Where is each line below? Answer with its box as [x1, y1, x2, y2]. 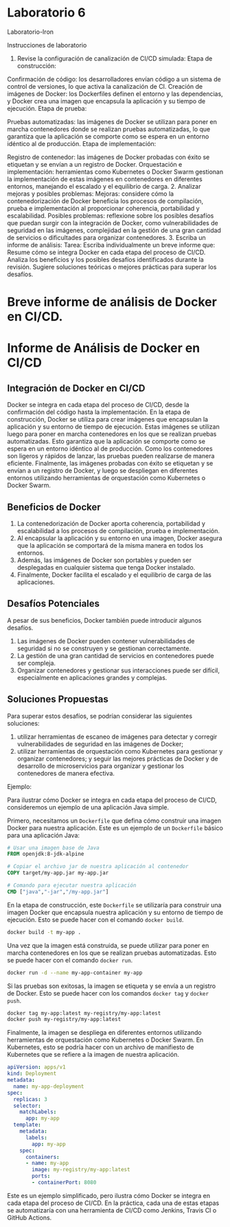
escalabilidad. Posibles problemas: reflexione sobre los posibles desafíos [7, 212, 214, 220]
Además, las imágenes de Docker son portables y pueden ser [16, 556, 192, 564]
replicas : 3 [13, 1095, 48, 1103]
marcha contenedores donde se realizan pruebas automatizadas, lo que [7, 125, 211, 133]
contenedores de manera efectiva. [16, 769, 115, 777]
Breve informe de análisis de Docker [7, 294, 218, 310]
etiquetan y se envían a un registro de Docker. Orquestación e [7, 160, 183, 168]
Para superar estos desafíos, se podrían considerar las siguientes [7, 712, 193, 720]
